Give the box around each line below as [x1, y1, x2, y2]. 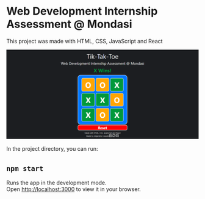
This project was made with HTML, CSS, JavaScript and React [6, 37, 163, 45]
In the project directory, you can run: [6, 145, 98, 153]
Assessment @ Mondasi [6, 17, 132, 31]
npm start [6, 164, 44, 173]
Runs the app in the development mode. [6, 179, 107, 187]
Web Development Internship [6, 4, 158, 18]
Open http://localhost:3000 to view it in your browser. [6, 186, 142, 193]
